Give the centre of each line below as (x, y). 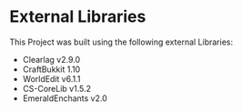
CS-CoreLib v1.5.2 (56, 88)
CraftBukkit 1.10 (51, 69)
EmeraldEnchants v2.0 (65, 98)
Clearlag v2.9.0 (51, 59)
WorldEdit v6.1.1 (51, 78)
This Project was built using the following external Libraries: (121, 42)
